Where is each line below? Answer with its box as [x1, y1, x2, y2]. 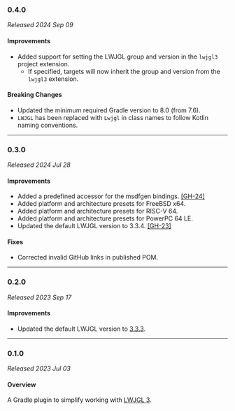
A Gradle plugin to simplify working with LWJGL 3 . [7, 396, 152, 404]
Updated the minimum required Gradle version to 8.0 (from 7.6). [17, 106, 201, 114]
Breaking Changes [7, 91, 62, 99]
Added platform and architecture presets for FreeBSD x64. [17, 200, 186, 208]
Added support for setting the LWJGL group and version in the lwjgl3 [17, 52, 218, 61]
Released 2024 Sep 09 [7, 21, 73, 29]
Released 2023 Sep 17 [7, 293, 72, 301]
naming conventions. [17, 121, 78, 129]
